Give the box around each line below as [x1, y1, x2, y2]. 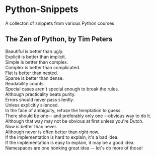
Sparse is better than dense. [5, 75, 64, 81]
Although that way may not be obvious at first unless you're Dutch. [5, 118, 143, 124]
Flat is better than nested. [5, 70, 58, 76]
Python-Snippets [5, 4, 79, 15]
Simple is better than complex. [5, 59, 68, 65]
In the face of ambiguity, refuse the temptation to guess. [5, 107, 122, 113]
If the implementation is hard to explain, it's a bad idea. [5, 134, 119, 140]
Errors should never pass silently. [5, 96, 74, 102]
